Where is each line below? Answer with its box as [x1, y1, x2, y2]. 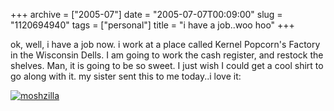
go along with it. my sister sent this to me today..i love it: [10, 70, 242, 82]
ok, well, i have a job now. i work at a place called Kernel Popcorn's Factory [10, 39, 321, 50]
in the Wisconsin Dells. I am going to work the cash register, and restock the [10, 49, 324, 61]
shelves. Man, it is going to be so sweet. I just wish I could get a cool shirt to [10, 60, 324, 71]
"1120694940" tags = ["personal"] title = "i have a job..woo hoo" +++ [10, 19, 295, 31]
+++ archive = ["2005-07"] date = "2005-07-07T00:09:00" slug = [10, 9, 283, 20]
